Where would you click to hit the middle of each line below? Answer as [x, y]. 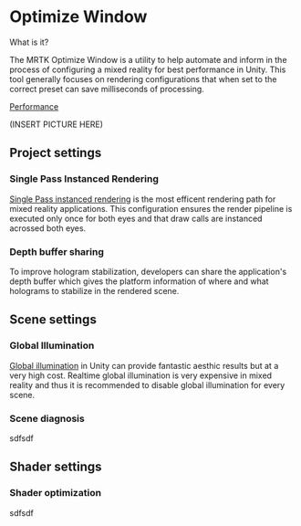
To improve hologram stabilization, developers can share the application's [148, 271]
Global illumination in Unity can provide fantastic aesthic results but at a [144, 365]
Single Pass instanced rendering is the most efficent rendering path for [143, 199]
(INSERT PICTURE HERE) [56, 124]
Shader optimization [56, 493]
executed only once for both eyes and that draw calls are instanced [136, 218]
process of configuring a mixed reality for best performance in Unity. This [148, 69]
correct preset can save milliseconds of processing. [107, 89]
